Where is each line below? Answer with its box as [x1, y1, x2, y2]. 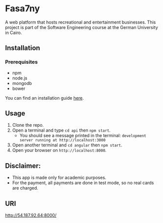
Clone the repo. [12, 122, 44, 128]
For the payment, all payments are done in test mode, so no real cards [12, 180, 154, 186]
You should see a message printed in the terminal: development [19, 133, 146, 139]
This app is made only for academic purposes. [12, 175, 107, 181]
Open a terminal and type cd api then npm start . [12, 127, 111, 133]
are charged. [12, 185, 38, 191]
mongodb [12, 80, 32, 86]
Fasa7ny [5, 3, 40, 14]
